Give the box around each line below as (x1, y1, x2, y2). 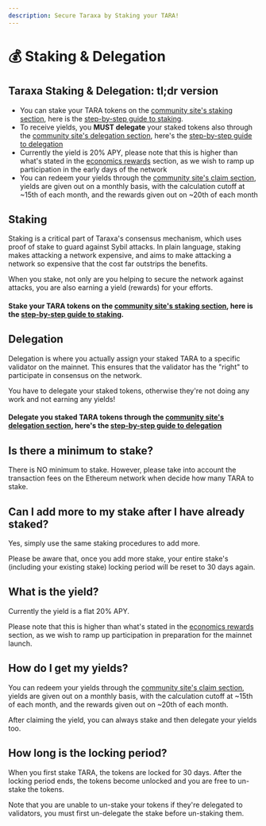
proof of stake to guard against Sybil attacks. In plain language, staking (8, 242, 241, 252)
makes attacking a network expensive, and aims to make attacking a (8, 251, 232, 261)
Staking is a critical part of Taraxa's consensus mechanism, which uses (8, 234, 242, 243)
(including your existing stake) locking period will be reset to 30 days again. (8, 562, 256, 572)
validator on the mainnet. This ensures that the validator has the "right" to (8, 362, 249, 372)
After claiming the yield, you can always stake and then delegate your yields (8, 715, 257, 724)
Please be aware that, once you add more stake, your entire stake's (8, 554, 229, 564)
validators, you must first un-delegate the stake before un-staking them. (8, 808, 245, 818)
